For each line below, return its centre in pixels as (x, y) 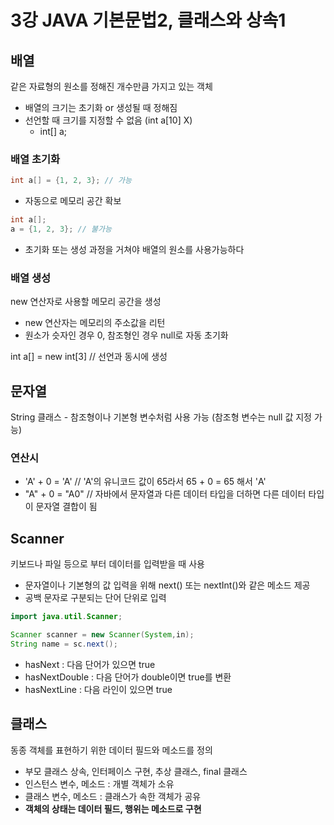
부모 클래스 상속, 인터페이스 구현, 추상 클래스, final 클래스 (136, 771)
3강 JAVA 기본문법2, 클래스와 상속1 (148, 20)
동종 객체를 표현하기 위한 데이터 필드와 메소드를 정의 (111, 750)
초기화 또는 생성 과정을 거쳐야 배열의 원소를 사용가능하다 (134, 249)
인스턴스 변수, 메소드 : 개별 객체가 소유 (99, 783)
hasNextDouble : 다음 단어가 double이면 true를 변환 (128, 677)
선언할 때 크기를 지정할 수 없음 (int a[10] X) (108, 120)
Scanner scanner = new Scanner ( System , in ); (102, 635)
